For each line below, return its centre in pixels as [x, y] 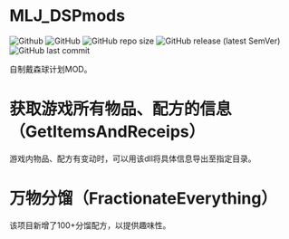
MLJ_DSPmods [67, 16]
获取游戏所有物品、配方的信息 [121, 109]
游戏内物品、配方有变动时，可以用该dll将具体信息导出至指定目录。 [133, 158]
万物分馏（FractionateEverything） [144, 199]
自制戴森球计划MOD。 [51, 69]
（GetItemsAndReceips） [107, 132]
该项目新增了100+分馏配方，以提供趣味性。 [90, 225]
